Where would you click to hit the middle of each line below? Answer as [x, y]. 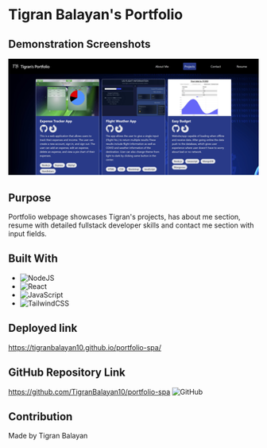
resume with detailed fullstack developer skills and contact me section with [131, 225]
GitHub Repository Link [67, 373]
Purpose [30, 198]
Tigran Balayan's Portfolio [96, 15]
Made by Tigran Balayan [48, 436]
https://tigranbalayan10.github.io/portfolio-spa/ [85, 347]
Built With [33, 259]
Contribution [41, 417]
